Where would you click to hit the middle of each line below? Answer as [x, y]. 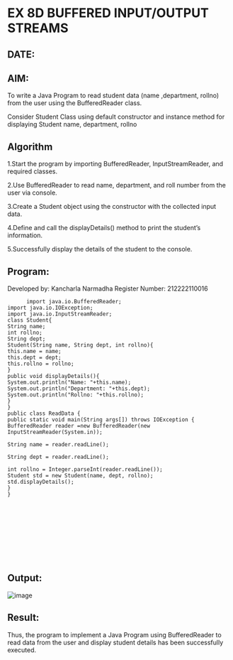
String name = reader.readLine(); [58, 445]
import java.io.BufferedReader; [74, 302]
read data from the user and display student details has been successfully [115, 642]
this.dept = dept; [34, 358]
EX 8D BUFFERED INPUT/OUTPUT [108, 13]
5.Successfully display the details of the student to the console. [100, 249]
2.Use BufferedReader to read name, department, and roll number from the [117, 185]
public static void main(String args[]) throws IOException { [101, 420]
